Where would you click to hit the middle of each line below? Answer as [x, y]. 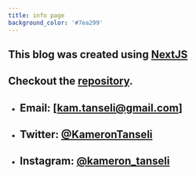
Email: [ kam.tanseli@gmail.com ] [101, 108]
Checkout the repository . [71, 81]
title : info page [36, 15]
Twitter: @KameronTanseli [86, 135]
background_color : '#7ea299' [56, 23]
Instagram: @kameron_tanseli [94, 161]
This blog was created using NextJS [98, 55]
